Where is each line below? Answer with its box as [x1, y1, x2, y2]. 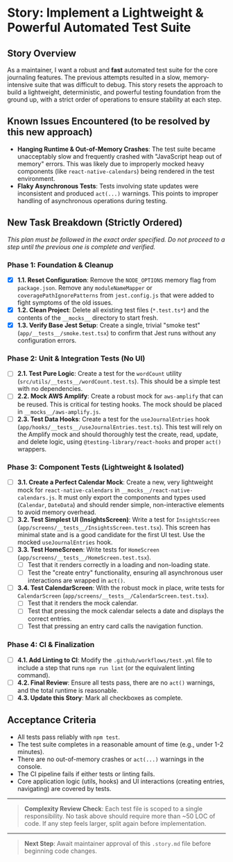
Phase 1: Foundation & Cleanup [7, 260, 114, 269]
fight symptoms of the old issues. [17, 298, 113, 307]
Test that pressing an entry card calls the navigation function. [27, 622, 203, 630]
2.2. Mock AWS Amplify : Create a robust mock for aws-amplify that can [17, 392, 223, 401]
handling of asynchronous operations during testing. [17, 196, 168, 205]
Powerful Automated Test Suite [7, 19, 191, 35]
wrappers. [17, 445, 47, 453]
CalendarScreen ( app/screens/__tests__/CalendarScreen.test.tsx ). [17, 591, 209, 600]
